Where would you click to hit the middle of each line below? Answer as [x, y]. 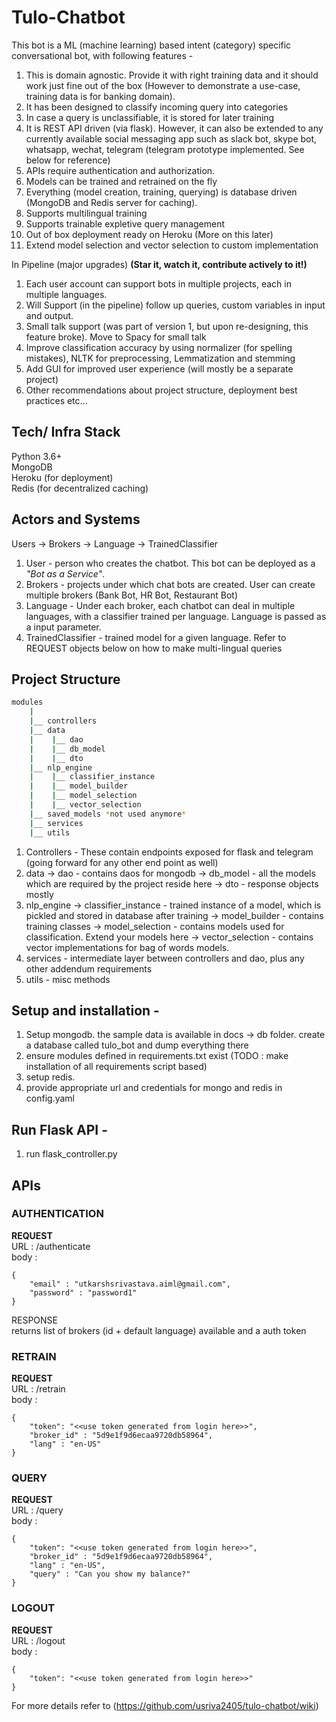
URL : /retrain [38, 1389]
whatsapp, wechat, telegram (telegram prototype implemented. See [165, 149]
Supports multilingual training [86, 213]
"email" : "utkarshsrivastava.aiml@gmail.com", [130, 1284]
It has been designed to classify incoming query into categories [157, 107]
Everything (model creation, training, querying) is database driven [161, 192]
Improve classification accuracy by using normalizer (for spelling [159, 347]
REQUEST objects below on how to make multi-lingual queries [154, 648]
